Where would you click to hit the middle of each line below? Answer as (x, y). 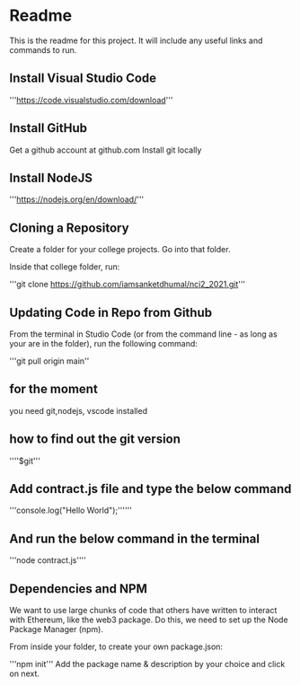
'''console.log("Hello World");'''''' (71, 510)
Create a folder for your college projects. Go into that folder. (120, 250)
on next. (25, 673)
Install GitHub (49, 128)
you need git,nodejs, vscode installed (79, 410)
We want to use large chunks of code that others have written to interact (143, 611)
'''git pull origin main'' (49, 361)
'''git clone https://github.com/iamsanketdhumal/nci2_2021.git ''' (128, 285)
